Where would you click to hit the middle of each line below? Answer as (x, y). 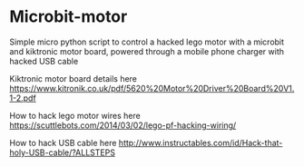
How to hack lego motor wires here (75, 115)
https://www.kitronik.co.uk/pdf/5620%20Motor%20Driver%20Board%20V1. (152, 88)
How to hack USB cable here (63, 142)
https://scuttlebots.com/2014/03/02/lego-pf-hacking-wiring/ (123, 125)
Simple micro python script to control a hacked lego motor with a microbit (147, 42)
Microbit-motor (69, 17)
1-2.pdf (23, 98)
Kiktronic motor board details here (74, 78)
